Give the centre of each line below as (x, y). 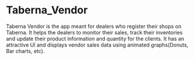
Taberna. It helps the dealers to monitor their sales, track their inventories (94, 32)
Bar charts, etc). (25, 51)
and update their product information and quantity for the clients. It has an (95, 38)
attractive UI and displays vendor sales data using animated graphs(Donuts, (97, 45)
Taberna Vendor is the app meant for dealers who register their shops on (94, 26)
